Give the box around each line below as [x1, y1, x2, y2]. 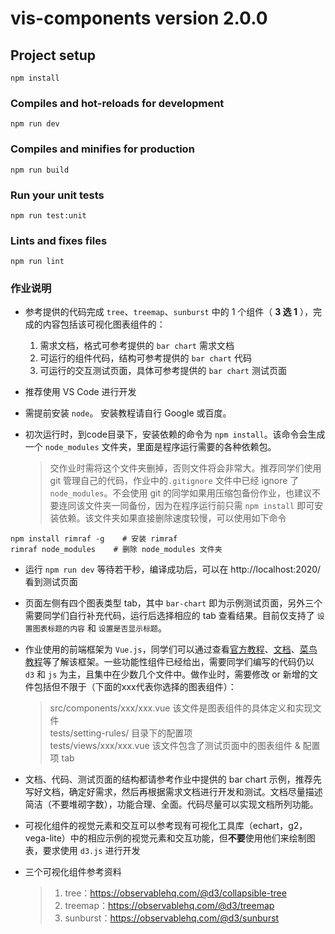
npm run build [10, 165, 70, 175]
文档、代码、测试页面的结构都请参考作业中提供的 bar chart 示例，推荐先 [24, 773, 322, 786]
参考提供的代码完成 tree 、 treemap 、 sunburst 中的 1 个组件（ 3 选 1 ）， [24, 306, 313, 318]
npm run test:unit [10, 210, 87, 221]
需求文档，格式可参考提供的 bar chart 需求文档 [39, 340, 235, 352]
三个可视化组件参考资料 [24, 866, 122, 878]
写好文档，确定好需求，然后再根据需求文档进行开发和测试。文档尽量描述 [24, 786, 323, 798]
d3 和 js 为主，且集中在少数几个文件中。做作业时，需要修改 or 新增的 [24, 668, 310, 681]
